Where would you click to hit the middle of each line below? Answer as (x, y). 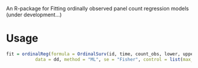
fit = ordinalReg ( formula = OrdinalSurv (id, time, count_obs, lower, (93, 54)
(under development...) (34, 15)
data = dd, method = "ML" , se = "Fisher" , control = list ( (109, 59)
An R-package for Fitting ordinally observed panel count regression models (98, 8)
